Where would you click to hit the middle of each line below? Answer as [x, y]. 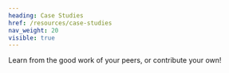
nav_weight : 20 [34, 30]
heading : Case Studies [46, 15]
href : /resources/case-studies [60, 23]
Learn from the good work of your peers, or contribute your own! [115, 60]
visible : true [32, 38]
